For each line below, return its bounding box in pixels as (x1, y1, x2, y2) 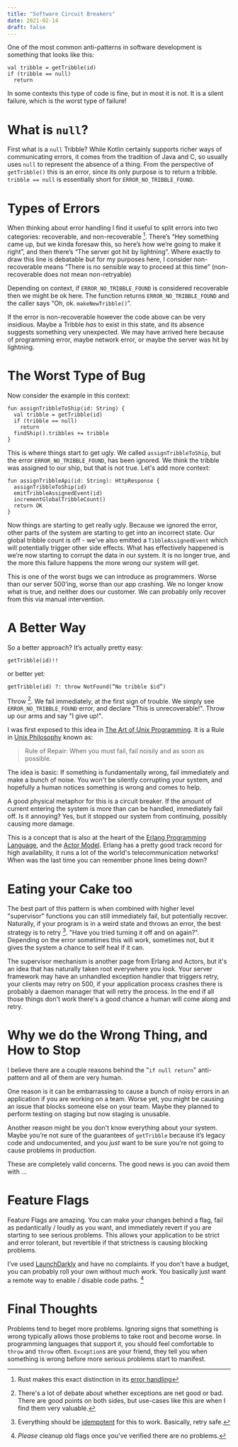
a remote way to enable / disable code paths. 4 (7, 1274, 144, 1284)
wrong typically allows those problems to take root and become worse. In (7, 1332, 222, 1340)
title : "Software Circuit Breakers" (7, 10, 115, 18)
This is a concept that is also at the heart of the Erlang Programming (7, 834, 207, 842)
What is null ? (7, 121, 89, 138)
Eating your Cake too (7, 881, 133, 897)
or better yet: (7, 669, 46, 678)
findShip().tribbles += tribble (13, 430, 110, 437)
